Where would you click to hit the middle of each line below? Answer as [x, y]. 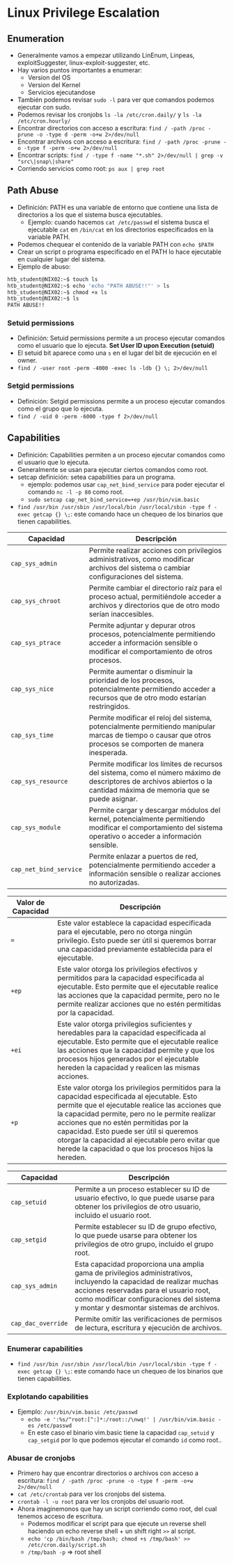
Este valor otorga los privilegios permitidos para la [139, 1088]
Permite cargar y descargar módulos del [155, 810]
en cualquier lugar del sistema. [61, 259]
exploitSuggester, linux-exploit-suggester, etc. [84, 63]
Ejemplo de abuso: [44, 266]
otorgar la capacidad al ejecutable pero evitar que [139, 1140]
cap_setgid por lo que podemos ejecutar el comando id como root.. [125, 1440]
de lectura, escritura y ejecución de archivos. [148, 1327]
